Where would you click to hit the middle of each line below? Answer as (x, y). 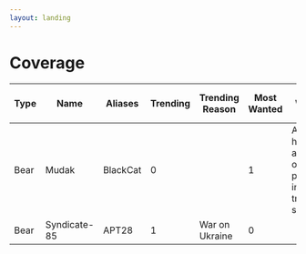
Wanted (265, 108)
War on (214, 224)
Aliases (122, 103)
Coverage (47, 62)
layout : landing (40, 18)
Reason (219, 108)
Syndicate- (70, 224)
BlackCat (122, 169)
